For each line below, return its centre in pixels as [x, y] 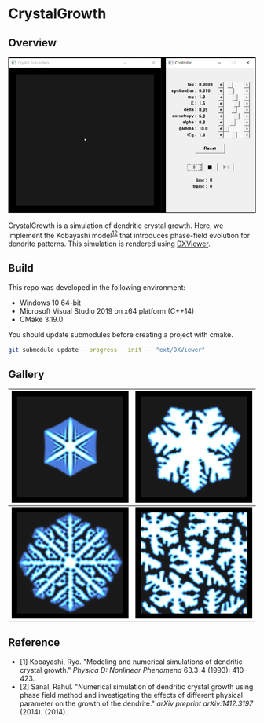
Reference [34, 642]
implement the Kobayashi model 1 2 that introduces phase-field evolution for [129, 235]
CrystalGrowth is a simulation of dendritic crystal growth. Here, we [116, 226]
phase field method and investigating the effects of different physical [131, 695]
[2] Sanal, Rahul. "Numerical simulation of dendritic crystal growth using [136, 686]
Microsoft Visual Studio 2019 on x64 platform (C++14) [107, 310]
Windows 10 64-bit [50, 303]
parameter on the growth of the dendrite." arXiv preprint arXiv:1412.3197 [136, 703]
